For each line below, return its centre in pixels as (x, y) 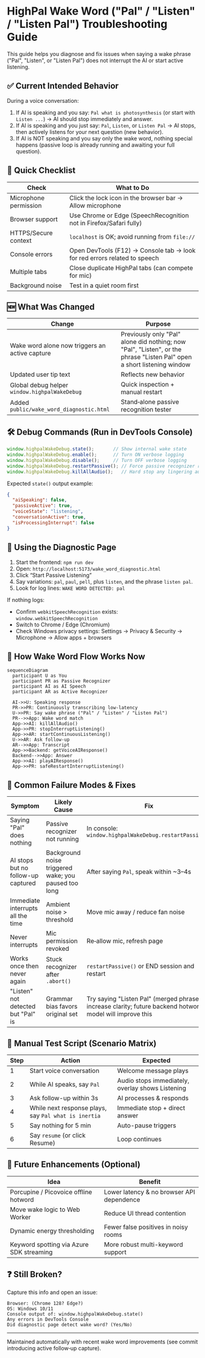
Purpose (158, 324)
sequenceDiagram (27, 671)
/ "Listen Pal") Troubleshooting (87, 24)
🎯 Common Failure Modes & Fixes (71, 785)
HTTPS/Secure (32, 233)
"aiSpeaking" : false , (40, 500)
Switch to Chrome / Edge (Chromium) (63, 625)
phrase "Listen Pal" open (156, 357)
